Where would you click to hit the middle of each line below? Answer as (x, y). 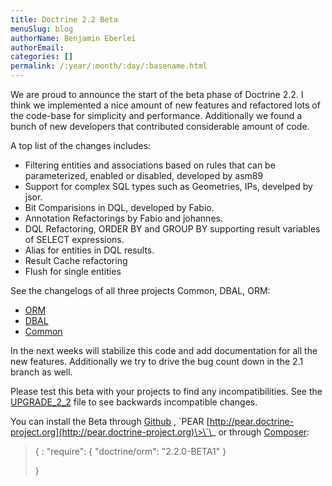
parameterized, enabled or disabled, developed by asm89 (144, 175)
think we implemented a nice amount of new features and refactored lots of (165, 105)
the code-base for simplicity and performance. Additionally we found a (156, 115)
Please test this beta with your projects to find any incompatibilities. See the (166, 391)
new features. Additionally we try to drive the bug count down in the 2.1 (157, 361)
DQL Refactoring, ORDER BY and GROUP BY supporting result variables (172, 229)
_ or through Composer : (260, 432)
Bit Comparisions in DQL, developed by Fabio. (119, 207)
